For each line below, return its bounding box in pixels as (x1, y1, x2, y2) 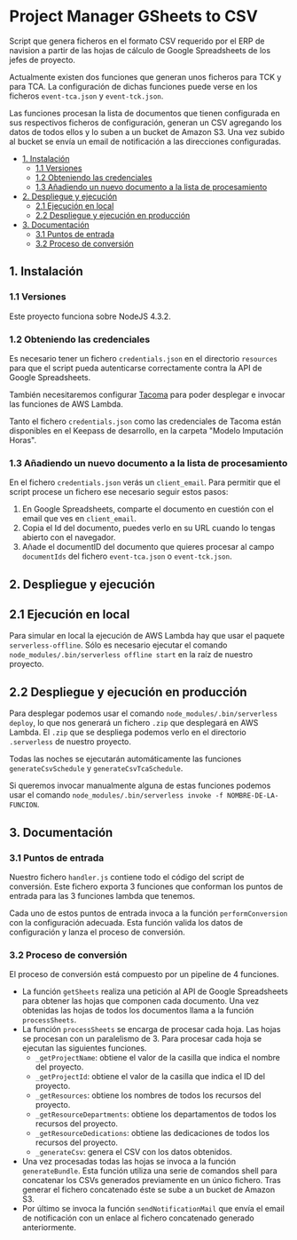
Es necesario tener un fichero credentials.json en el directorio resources (9, 353, 277, 363)
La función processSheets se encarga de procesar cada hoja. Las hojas (21, 1024, 281, 1035)
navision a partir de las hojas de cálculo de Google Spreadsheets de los (9, 44, 271, 55)
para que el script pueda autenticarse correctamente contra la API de (9, 362, 262, 373)
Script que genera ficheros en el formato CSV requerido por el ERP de (9, 36, 265, 46)
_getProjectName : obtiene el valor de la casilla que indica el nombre (35, 1053, 281, 1063)
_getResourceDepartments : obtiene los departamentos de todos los (35, 1109, 277, 1120)
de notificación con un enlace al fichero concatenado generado (21, 1212, 254, 1223)
